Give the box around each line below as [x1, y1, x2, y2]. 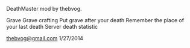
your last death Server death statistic [6, 23, 98, 30]
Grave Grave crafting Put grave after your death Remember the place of [6, 17, 185, 23]
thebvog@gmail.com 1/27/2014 [6, 35, 83, 41]
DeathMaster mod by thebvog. [6, 5, 83, 12]
